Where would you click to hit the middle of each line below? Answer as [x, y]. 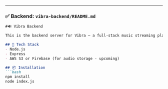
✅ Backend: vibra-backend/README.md [50, 16]
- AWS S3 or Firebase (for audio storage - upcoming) [62, 58]
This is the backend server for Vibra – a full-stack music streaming [80, 35]
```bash [13, 72]
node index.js [20, 81]
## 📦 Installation [25, 67]
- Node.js [15, 49]
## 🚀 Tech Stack [22, 45]
